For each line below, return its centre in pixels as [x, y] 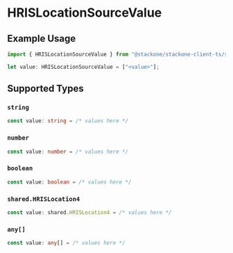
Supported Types [46, 89]
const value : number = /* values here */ [68, 152]
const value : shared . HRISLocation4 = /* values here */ [89, 212]
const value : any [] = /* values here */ [67, 243]
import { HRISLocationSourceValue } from [68, 54]
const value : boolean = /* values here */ [69, 182]
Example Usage [42, 39]
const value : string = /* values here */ [68, 121]
